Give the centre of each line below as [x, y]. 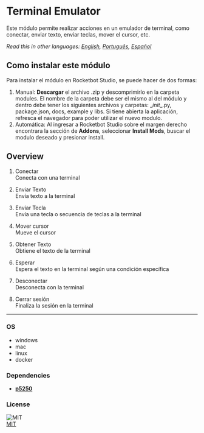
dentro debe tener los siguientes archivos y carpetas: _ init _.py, [93, 105]
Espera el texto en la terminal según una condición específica [92, 269]
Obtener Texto [33, 244]
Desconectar [31, 281]
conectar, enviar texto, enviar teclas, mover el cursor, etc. [78, 34]
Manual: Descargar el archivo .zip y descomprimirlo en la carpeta [97, 92]
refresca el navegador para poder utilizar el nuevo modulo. [89, 118]
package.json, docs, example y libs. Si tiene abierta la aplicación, [96, 111]
